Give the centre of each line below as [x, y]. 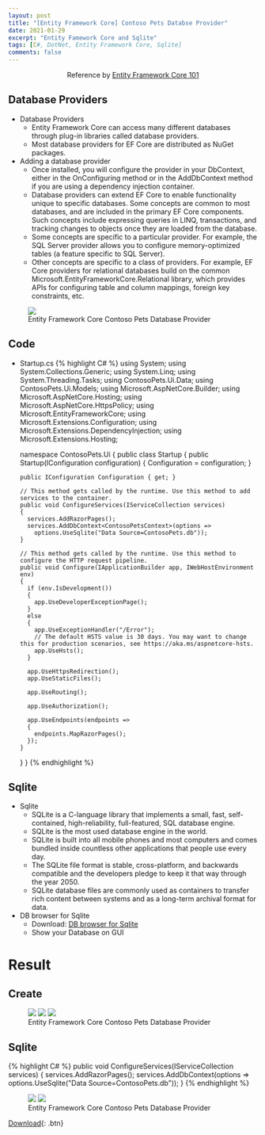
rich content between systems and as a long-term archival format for [144, 899]
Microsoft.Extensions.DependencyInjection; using [100, 430]
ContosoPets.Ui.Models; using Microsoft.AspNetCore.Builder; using [130, 388]
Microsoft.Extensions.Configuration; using [88, 422]
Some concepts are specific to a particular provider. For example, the [144, 237]
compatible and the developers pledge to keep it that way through [139, 873]
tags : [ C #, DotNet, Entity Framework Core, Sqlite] [95, 45]
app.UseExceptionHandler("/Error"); [95, 630]
